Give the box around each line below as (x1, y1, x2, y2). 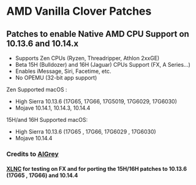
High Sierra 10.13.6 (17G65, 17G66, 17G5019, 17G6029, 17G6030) (15, 98, 178, 105)
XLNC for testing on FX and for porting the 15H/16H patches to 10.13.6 (6, 165, 187, 172)
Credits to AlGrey (6, 149, 59, 158)
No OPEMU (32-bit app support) (15, 74, 97, 81)
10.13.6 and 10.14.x (6, 38, 78, 48)
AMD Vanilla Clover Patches (6, 4, 152, 18)
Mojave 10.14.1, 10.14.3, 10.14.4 (15, 104, 91, 111)
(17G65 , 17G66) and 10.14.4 (6, 172, 78, 179)
